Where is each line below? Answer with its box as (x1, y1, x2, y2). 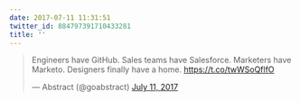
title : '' (9, 30, 47, 39)
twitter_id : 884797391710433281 (9, 22, 131, 31)
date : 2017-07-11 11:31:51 (9, 13, 111, 23)
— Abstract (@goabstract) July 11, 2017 (31, 82, 179, 93)
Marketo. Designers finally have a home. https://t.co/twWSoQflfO (31, 64, 275, 75)
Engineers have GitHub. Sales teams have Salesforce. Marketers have (31, 55, 292, 66)
